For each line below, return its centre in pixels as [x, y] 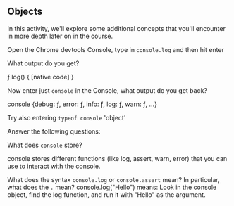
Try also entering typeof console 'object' [67, 117]
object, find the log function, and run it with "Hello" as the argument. [106, 194]
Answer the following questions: [54, 131]
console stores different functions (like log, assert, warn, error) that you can [117, 158]
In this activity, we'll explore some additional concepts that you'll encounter [116, 28]
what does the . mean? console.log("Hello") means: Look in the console [112, 187]
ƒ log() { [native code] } [41, 77]
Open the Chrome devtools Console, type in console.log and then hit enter [116, 49]
